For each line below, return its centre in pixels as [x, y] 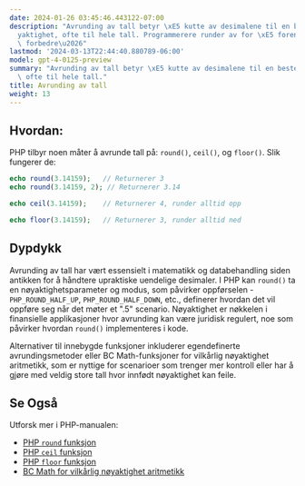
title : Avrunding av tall [58, 85]
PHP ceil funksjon [57, 452]
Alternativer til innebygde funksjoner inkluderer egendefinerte [125, 345]
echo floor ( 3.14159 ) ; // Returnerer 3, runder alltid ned [126, 220]
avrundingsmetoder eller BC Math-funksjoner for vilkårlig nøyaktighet [139, 355]
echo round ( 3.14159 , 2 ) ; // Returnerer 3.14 [95, 187]
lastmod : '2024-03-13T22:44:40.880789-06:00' [97, 52]
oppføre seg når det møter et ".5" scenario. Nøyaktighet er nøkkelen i [138, 309]
